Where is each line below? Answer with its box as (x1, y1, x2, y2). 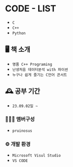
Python (12, 31, 26, 36)
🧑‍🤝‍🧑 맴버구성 (5, 116, 35, 123)
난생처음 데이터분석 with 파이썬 (12, 67, 69, 72)
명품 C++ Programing (12, 62, 52, 67)
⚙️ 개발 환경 (5, 140, 31, 147)
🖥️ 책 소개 (5, 45, 30, 54)
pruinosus (12, 128, 33, 133)
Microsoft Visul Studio (12, 153, 61, 158)
